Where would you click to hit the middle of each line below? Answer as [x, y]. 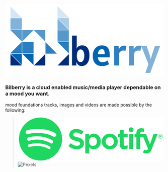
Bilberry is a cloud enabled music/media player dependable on [83, 88]
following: [15, 110]
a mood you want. [28, 94]
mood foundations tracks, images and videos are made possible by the [79, 105]
